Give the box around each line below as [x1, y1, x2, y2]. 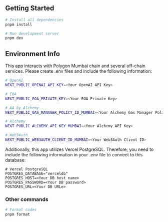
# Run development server [5, 31, 59, 36]
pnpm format [5, 212, 30, 217]
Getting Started [5, 4, 54, 13]
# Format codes [5, 207, 37, 212]
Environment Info [5, 50, 60, 58]
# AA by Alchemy [5, 105, 39, 110]
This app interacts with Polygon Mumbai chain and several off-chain [5, 63, 146, 69]
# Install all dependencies [5, 17, 64, 22]
